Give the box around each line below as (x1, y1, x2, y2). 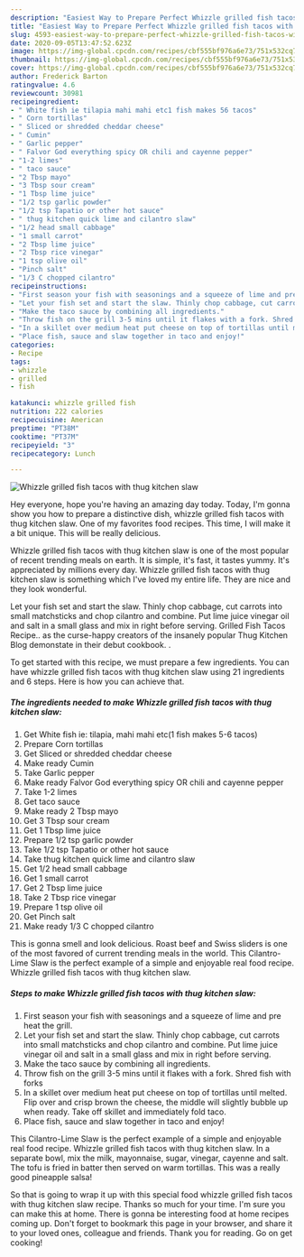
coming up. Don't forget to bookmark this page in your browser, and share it (10, 1218, 292, 1229)
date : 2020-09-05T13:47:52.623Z (10, 38, 132, 48)
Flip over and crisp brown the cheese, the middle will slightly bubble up (23, 1097, 289, 1108)
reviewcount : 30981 (10, 88, 84, 97)
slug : (10, 30, 31, 39)
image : (10, 47, 35, 56)
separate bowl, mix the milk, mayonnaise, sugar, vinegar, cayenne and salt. (10, 1152, 289, 1164)
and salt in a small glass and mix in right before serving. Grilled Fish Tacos (10, 620, 286, 632)
